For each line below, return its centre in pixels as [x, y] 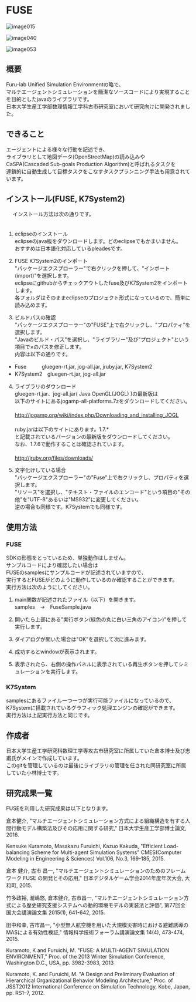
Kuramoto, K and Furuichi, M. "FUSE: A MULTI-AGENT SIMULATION [88, 950]
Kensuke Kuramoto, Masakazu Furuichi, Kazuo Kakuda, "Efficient [84, 846]
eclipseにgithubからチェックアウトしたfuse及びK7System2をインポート [101, 283]
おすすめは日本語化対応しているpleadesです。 [70, 249]
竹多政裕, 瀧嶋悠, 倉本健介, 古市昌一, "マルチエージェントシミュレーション [95, 898]
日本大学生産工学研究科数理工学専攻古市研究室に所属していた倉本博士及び [96, 751]
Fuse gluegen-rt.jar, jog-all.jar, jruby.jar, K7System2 [83, 367]
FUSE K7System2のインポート [51, 261]
